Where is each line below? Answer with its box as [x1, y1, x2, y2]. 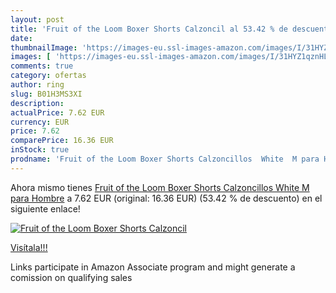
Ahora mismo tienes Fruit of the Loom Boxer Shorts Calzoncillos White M [10, 181, 310, 193]
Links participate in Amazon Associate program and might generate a [10, 261, 296, 273]
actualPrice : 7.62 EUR [10, 107, 105, 118]
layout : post [10, 14, 65, 25]
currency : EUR [10, 117, 70, 127]
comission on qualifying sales [10, 271, 133, 283]
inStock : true [10, 145, 70, 155]
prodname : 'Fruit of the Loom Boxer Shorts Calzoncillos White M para [10, 154, 320, 164]
